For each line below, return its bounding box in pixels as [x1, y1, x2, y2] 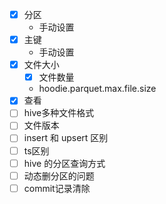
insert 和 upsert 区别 [23, 132, 109, 144]
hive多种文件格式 [23, 107, 95, 119]
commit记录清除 [23, 182, 91, 194]
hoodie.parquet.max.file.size [38, 83, 157, 95]
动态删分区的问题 [23, 169, 95, 182]
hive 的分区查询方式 [23, 157, 106, 169]
